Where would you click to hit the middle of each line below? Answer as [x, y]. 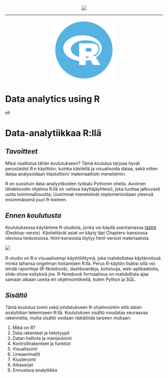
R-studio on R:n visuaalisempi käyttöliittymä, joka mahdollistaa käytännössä [83, 258]
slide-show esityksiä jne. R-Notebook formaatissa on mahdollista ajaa [77, 274]
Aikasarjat [23, 364]
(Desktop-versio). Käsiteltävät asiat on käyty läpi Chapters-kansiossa [76, 233]
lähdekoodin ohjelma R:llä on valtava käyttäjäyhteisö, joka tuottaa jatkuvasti [83, 189]
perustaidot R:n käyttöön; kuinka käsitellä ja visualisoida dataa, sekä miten [81, 169]
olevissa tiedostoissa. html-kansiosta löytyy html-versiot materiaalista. [77, 238]
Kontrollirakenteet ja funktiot [41, 343]
